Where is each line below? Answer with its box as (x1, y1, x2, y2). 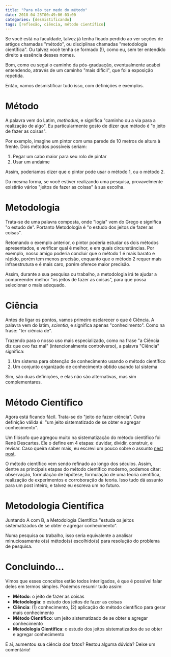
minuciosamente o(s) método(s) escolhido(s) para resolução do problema (5, 538, 160, 544)
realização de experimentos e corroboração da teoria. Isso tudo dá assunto (5, 477, 163, 483)
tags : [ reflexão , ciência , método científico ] (5, 21, 106, 27)
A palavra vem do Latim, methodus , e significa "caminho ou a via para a (5, 117, 156, 124)
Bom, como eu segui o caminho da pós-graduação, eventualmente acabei (5, 62, 160, 68)
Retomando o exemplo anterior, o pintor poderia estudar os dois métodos (5, 239, 159, 246)
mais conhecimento (12, 610, 54, 616)
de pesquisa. (5, 543, 33, 549)
